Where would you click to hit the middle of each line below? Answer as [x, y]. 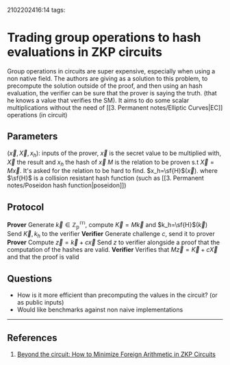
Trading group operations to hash [104, 38]
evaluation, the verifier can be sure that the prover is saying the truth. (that [112, 93]
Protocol [26, 207]
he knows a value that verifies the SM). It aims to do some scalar [98, 100]
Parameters [33, 137]
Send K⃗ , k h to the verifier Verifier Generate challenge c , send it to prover [111, 234]
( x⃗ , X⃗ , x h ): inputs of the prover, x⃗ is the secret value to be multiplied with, [114, 154]
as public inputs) [40, 303]
